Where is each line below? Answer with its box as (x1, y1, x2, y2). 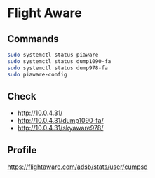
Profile (7, 144, 37, 156)
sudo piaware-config (7, 71, 68, 78)
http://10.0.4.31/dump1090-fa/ (17, 116, 104, 125)
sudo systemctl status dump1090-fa (7, 57, 112, 64)
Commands (7, 33, 60, 45)
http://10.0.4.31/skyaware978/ (17, 124, 104, 132)
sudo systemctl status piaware (7, 51, 99, 58)
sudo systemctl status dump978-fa (7, 64, 109, 71)
